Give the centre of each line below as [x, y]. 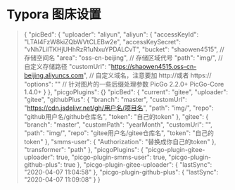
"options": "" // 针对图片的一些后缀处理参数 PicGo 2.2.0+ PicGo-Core [124, 84]
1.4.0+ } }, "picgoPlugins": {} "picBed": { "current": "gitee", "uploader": [126, 91]
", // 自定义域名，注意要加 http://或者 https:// [147, 75]
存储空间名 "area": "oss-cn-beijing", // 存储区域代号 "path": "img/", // [123, 58]
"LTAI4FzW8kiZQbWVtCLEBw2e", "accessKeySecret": [102, 42]
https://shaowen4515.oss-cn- [154, 66]
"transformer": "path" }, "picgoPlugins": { [84, 149]
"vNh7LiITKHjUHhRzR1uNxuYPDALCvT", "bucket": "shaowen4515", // [124, 49]
